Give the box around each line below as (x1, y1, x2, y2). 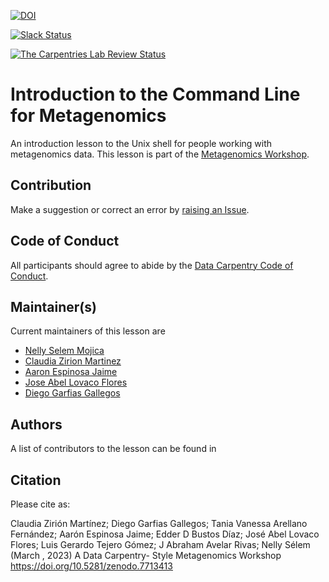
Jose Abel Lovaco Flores (24, 376, 128, 389)
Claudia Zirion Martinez (24, 355, 122, 367)
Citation (10, 471, 62, 489)
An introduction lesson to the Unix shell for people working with (10, 137, 273, 149)
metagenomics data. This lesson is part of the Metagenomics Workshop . (10, 148, 310, 160)
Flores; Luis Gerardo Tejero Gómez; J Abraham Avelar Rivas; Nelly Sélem (10, 539, 311, 550)
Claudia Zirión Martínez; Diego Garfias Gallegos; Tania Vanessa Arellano (10, 518, 308, 529)
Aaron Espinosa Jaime (24, 366, 118, 378)
